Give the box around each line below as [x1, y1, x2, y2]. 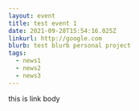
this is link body [8, 93, 60, 103]
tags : [8, 49, 27, 57]
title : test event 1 [8, 19, 78, 27]
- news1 [15, 57, 42, 65]
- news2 [15, 64, 42, 72]
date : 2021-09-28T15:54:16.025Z [8, 27, 117, 35]
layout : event [8, 11, 56, 20]
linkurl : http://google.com [8, 34, 103, 43]
